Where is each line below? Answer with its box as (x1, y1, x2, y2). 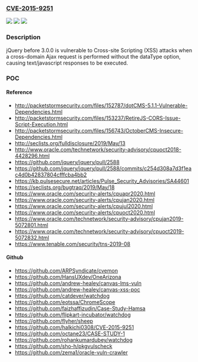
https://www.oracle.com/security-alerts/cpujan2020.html (14, 196, 155, 203)
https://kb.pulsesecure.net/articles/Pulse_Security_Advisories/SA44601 (14, 177, 190, 184)
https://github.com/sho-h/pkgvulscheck (14, 342, 113, 350)
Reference (6, 89, 33, 96)
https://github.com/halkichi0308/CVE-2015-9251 (14, 323, 135, 331)
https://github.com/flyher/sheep (14, 317, 94, 324)
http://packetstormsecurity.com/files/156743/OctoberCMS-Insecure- (14, 127, 184, 134)
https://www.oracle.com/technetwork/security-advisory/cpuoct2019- (14, 228, 184, 235)
